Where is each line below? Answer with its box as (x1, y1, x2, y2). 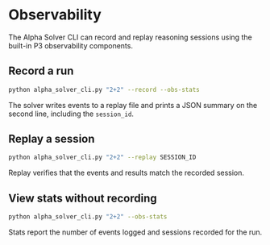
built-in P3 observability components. (8, 40, 133, 50)
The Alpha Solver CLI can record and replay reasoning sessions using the (8, 32, 252, 42)
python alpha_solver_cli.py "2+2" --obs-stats (8, 213, 168, 221)
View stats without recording (8, 191, 157, 205)
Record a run (8, 64, 74, 78)
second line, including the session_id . (8, 109, 135, 118)
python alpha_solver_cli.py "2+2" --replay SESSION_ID (8, 153, 197, 162)
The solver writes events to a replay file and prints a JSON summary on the (8, 100, 258, 110)
